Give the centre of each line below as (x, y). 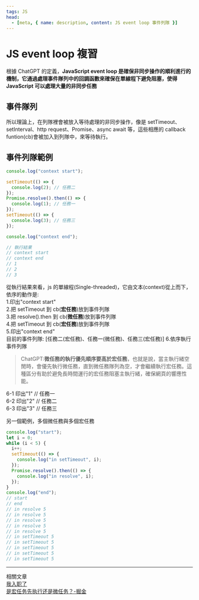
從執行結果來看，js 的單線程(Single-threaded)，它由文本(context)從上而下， (99, 287)
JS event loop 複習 (52, 54)
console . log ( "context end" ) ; (42, 237)
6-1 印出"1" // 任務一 (31, 393)
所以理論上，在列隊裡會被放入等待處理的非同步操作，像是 (76, 122)
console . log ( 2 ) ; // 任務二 (44, 187)
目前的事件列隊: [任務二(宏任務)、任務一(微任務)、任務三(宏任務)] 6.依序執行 (99, 339)
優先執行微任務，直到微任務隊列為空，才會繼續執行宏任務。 (114, 366)
